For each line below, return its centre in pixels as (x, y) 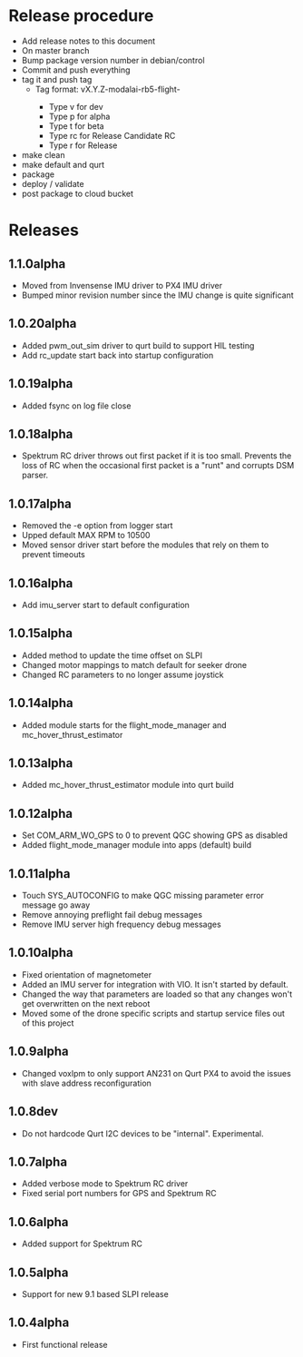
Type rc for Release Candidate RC (112, 135)
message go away (56, 905)
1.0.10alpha (41, 953)
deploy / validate (53, 183)
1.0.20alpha (43, 324)
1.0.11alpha (39, 874)
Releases (44, 230)
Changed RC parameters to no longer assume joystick (122, 674)
